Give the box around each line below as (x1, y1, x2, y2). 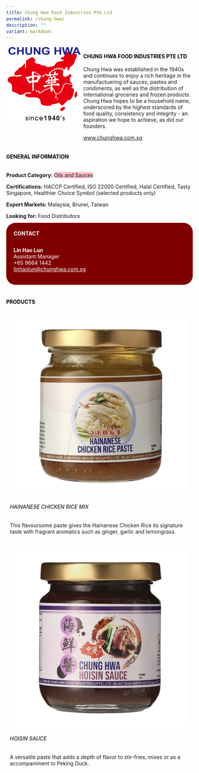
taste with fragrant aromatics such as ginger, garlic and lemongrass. (9, 528, 176, 535)
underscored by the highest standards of (83, 104, 183, 111)
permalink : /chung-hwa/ (6, 15, 65, 22)
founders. (83, 122, 107, 130)
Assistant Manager (14, 253, 60, 260)
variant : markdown (6, 29, 52, 34)
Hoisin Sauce (9, 735, 47, 742)
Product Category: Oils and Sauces (6, 171, 94, 178)
